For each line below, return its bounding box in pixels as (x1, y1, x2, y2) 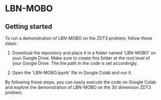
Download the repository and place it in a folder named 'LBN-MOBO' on (12, 50, 156, 56)
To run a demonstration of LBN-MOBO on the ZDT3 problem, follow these (5, 35, 152, 41)
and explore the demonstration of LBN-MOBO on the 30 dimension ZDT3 (5, 84, 151, 90)
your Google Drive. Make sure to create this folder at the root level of (12, 55, 150, 61)
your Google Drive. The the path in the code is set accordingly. (12, 60, 138, 66)
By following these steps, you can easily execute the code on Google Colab (5, 79, 157, 85)
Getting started (5, 22, 53, 31)
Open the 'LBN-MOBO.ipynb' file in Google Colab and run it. (12, 70, 132, 76)
